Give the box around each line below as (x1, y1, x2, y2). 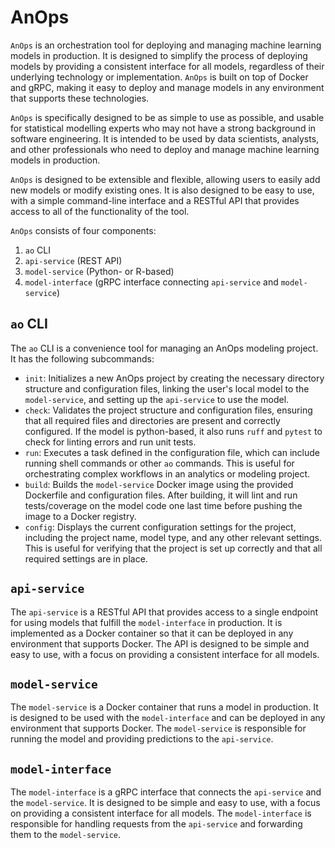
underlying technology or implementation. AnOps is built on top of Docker (10, 71, 309, 83)
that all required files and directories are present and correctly (24, 414, 281, 426)
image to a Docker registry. (24, 510, 137, 522)
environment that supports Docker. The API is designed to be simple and (10, 637, 310, 650)
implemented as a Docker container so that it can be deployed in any (10, 627, 294, 639)
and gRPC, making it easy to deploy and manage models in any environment (10, 81, 325, 93)
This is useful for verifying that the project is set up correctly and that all (24, 542, 323, 554)
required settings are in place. (24, 552, 148, 565)
